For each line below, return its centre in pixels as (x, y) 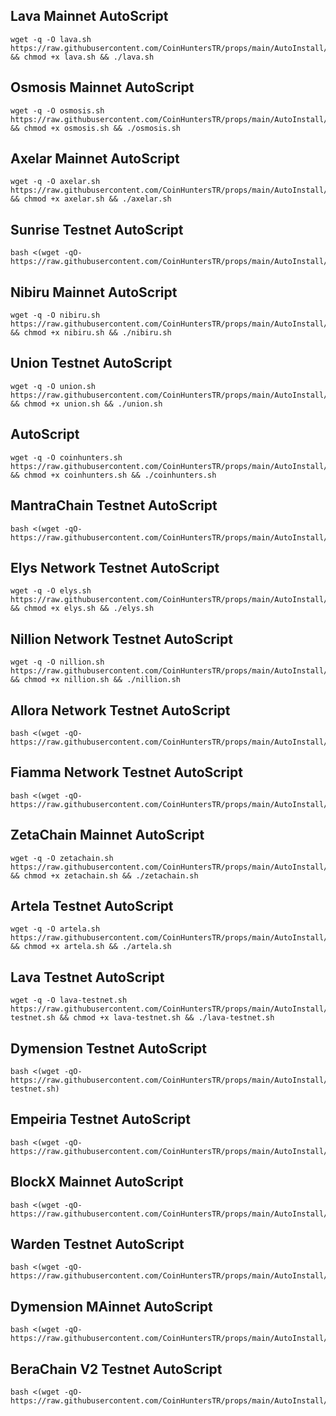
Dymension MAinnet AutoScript (111, 1306)
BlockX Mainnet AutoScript (97, 1182)
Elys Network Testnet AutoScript (115, 567)
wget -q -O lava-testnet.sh (69, 1000)
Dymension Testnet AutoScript (109, 1048)
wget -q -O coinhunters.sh (66, 457)
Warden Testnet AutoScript (97, 1244)
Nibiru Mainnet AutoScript (94, 292)
